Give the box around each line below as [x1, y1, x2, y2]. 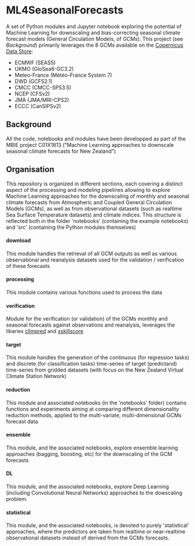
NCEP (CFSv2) [14, 90, 50, 97]
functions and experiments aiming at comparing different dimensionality [6, 405, 179, 413]
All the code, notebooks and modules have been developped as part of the [6, 135, 186, 142]
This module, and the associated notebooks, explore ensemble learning [6, 444, 178, 451]
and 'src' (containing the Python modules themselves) [6, 224, 136, 231]
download [6, 237, 31, 244]
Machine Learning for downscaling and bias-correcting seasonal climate [6, 29, 180, 36]
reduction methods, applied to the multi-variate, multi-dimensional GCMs [6, 411, 182, 418]
